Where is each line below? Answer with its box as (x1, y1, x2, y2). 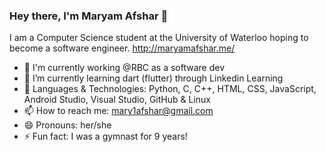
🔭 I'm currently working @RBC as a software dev (23, 62, 226, 74)
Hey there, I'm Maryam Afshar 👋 (9, 9, 169, 23)
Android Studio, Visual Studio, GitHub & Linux (23, 94, 211, 106)
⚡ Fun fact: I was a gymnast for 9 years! (23, 130, 188, 143)
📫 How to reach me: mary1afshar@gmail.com (23, 105, 214, 117)
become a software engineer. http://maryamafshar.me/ (9, 42, 236, 54)
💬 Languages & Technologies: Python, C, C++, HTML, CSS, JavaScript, (23, 83, 317, 95)
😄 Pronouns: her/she (23, 119, 112, 131)
